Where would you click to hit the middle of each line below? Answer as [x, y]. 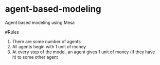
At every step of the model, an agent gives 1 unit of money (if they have [83, 52]
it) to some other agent [35, 57]
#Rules [12, 32]
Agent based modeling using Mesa [40, 22]
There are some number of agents [46, 41]
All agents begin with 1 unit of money [49, 46]
